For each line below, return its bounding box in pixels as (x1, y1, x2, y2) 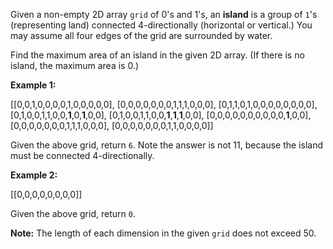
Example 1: (10, 79, 57, 91)
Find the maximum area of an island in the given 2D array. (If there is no (10, 49, 305, 61)
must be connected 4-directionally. (10, 150, 155, 161)
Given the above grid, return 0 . (10, 208, 136, 219)
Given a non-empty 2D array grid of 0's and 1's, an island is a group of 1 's (10, 9, 318, 20)
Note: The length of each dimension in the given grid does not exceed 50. (10, 227, 317, 239)
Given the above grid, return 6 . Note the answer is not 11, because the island (10, 139, 323, 151)
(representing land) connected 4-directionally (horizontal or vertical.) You (10, 19, 313, 31)
